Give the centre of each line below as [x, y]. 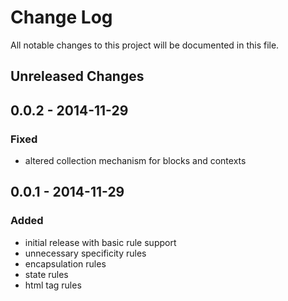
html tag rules [53, 285]
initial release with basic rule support [100, 242]
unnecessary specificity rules [85, 253]
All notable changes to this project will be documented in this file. [145, 45]
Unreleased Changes [77, 76]
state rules [46, 274]
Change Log [61, 17]
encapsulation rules [65, 263]
